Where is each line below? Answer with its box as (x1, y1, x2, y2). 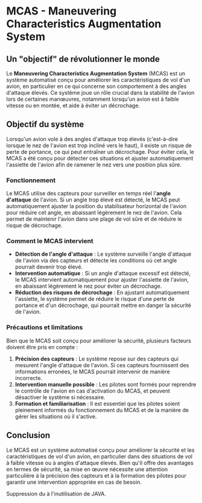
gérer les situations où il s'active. (14, 413, 97, 420)
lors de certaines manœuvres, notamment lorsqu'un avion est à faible (6, 95, 179, 103)
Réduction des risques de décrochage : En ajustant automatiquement (14, 289, 190, 296)
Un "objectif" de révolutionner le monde (6, 54, 160, 64)
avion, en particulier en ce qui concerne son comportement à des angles (6, 83, 187, 90)
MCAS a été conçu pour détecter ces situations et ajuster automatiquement (6, 154, 194, 162)
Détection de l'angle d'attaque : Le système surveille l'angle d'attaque (14, 250, 192, 258)
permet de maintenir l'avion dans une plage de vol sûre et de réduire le (6, 215, 182, 223)
